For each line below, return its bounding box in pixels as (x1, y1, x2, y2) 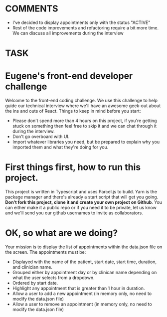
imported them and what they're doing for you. (12, 144, 109, 150)
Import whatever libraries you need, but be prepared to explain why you (12, 139, 160, 145)
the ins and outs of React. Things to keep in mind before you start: (5, 108, 141, 114)
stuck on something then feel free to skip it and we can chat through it (12, 123, 157, 129)
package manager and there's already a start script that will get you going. (5, 194, 159, 200)
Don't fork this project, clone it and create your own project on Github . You (5, 199, 163, 205)
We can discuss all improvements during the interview (12, 30, 124, 36)
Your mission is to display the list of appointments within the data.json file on (5, 244, 163, 250)
